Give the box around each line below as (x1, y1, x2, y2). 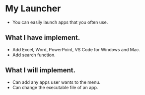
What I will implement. (5, 66, 76, 74)
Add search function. (12, 52, 56, 58)
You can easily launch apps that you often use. (12, 19, 108, 25)
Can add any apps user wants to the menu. (12, 79, 101, 85)
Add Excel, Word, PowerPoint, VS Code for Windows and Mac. (12, 46, 141, 52)
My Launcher (5, 3, 61, 14)
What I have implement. (5, 33, 80, 42)
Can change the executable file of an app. (12, 84, 98, 90)
